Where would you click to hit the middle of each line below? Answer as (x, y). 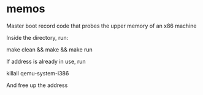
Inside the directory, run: (37, 37)
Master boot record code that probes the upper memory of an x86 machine (101, 26)
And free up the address (37, 85)
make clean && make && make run (50, 49)
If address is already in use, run (46, 61)
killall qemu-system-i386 (38, 73)
